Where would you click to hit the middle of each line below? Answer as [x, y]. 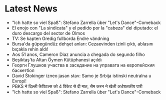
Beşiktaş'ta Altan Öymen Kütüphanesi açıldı [57, 59]
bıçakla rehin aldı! [30, 49]
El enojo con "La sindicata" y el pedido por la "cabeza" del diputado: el [85, 27]
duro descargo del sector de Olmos [48, 33]
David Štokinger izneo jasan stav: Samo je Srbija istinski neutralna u [81, 75]
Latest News [31, 9]
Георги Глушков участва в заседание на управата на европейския [83, 65]
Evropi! [19, 81]
